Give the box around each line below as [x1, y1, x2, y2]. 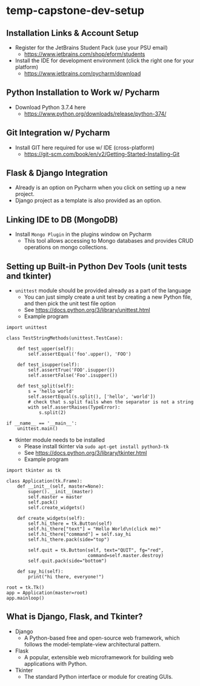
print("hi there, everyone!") [28, 574, 104, 580]
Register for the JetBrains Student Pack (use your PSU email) [15, 44, 168, 51]
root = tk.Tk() [6, 584, 45, 591]
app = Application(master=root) [6, 590, 88, 596]
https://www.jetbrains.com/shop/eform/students [24, 50, 145, 58]
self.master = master [28, 494, 83, 501]
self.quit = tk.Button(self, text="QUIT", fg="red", [28, 547, 164, 553]
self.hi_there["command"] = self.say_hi [28, 532, 132, 538]
